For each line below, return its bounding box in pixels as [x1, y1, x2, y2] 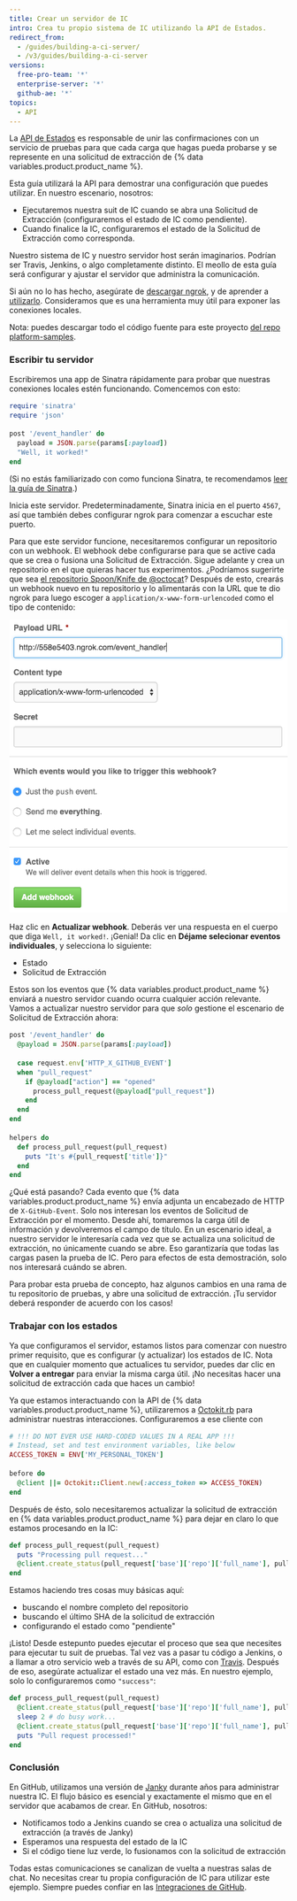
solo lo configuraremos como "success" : [9, 1675, 156, 1686]
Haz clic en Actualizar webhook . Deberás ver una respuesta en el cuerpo [9, 921, 278, 933]
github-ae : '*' [17, 89, 73, 97]
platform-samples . [9, 332, 77, 342]
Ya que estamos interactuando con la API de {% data [9, 1395, 202, 1405]
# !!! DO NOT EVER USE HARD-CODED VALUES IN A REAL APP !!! [9, 1432, 236, 1441]
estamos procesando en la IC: [9, 1522, 118, 1533]
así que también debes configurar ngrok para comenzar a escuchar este [9, 509, 273, 520]
